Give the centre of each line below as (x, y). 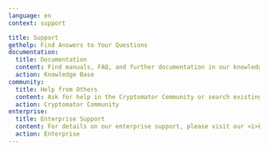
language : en (30, 16)
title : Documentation (51, 60)
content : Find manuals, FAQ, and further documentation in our (122, 67)
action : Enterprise (48, 134)
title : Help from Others (57, 89)
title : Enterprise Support (60, 119)
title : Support (33, 37)
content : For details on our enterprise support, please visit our (130, 127)
